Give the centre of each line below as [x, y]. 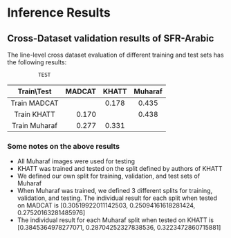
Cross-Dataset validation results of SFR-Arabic [111, 38]
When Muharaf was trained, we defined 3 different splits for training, [115, 191]
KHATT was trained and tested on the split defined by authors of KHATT [120, 169]
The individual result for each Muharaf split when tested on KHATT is [115, 220]
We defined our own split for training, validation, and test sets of [109, 176]
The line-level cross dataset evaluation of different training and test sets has [115, 55]
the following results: [37, 62]
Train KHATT [34, 114]
